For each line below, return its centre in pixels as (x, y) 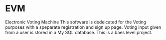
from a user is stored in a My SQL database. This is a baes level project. (79, 32)
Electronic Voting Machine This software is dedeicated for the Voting (76, 22)
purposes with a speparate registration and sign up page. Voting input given (83, 27)
